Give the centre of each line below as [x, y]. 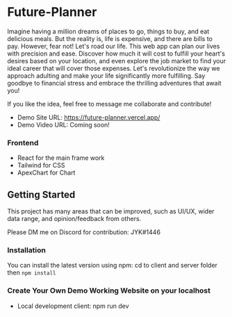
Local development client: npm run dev [73, 306]
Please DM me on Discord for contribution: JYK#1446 [84, 232]
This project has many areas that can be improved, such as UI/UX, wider [111, 211]
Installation [27, 250]
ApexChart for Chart [46, 173]
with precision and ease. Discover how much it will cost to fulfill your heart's [116, 54]
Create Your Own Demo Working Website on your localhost [109, 291]
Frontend [23, 143]
